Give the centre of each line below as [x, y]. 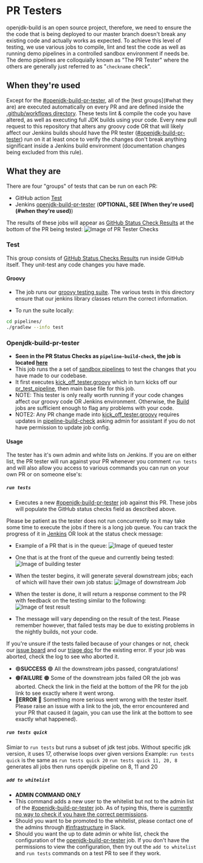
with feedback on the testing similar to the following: [81, 601]
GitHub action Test [38, 198]
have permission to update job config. [63, 428]
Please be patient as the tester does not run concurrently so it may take [96, 521]
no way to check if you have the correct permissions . [82, 814]
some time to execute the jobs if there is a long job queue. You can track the [102, 528]
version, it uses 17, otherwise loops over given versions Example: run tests [100, 754]
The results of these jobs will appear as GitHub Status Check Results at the [100, 223]
